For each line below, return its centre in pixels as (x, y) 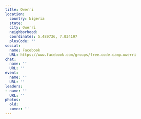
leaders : (14, 86)
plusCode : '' (23, 41)
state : (16, 23)
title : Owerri (20, 9)
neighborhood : (24, 32)
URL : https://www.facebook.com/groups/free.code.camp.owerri (73, 55)
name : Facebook (25, 50)
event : (12, 73)
